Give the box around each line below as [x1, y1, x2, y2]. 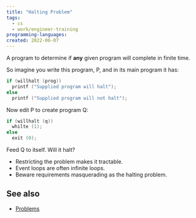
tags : [6, 15, 20, 21]
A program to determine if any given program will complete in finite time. [6, 55, 190, 61]
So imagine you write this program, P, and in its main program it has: [6, 66, 179, 73]
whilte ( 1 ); [12, 124, 43, 130]
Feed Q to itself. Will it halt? [6, 146, 76, 153]
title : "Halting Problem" [6, 9, 73, 15]
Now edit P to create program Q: [6, 106, 88, 113]
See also [6, 189, 40, 199]
